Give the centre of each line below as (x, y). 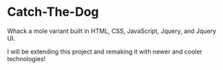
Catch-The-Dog (53, 12)
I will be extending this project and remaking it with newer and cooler (105, 51)
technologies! (26, 58)
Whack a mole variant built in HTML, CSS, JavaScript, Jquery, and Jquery (112, 31)
